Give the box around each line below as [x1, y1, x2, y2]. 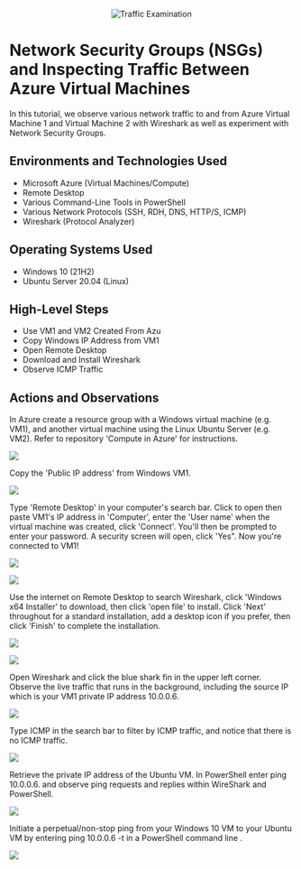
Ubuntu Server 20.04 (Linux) [22, 275, 129, 286]
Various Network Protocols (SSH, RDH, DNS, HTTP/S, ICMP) [22, 206, 247, 217]
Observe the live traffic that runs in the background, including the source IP [9, 681, 289, 692]
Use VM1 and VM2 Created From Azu [22, 326, 161, 337]
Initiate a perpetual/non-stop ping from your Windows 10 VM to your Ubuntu [9, 823, 293, 834]
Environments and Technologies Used [9, 153, 228, 169]
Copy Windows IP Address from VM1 [22, 335, 160, 347]
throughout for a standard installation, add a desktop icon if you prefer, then [9, 611, 291, 622]
